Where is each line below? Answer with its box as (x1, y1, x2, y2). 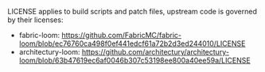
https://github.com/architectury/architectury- (81, 47, 230, 56)
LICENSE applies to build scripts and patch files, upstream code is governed (7, 7, 258, 16)
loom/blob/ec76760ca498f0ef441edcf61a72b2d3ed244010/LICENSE (18, 39, 246, 48)
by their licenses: (7, 15, 64, 25)
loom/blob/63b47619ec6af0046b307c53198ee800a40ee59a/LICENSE (18, 55, 251, 65)
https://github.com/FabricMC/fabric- (61, 31, 182, 40)
